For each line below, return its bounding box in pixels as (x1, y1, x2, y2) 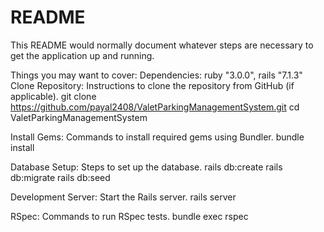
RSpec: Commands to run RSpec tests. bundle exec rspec (10, 210, 249, 222)
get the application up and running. (10, 49, 155, 61)
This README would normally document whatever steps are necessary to (10, 39, 314, 51)
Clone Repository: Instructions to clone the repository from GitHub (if (10, 79, 295, 91)
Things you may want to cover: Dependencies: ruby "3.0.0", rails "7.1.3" (10, 69, 303, 81)
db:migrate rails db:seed (10, 171, 111, 183)
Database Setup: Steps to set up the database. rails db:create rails (10, 161, 283, 173)
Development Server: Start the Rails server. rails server (10, 191, 237, 203)
